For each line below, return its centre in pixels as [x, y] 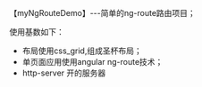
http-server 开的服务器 [64, 73]
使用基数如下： [37, 32]
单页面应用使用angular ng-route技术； [93, 62]
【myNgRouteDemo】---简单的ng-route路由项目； [103, 13]
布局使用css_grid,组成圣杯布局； [82, 51]
